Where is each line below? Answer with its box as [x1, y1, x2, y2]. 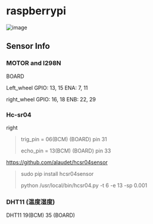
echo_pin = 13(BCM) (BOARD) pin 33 [20, 147, 111, 154]
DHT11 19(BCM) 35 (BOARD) [6, 211, 76, 219]
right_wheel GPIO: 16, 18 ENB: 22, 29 [6, 95, 96, 102]
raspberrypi [6, 4, 67, 18]
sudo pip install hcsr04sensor [20, 170, 94, 177]
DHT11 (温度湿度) [6, 198, 55, 206]
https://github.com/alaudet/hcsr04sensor [6, 158, 108, 166]
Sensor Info [6, 41, 51, 51]
